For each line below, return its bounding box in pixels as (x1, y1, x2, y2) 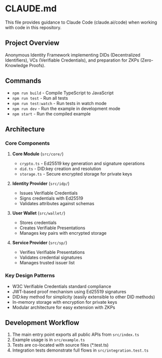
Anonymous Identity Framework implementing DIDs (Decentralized (5, 52, 140, 58)
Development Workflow (5, 319, 80, 327)
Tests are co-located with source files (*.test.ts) (12, 342, 109, 348)
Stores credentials (19, 220, 57, 226)
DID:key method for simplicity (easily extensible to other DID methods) (12, 294, 155, 300)
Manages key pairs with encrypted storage (19, 230, 107, 236)
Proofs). (29, 62, 46, 68)
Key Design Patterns (5, 272, 55, 279)
